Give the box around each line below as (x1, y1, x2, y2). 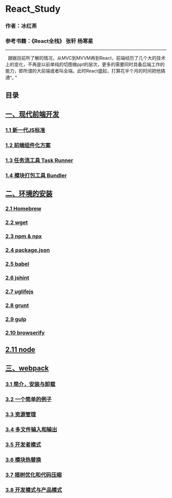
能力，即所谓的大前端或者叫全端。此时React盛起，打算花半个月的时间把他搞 (5, 68, 165, 74)
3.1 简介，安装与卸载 (5, 381, 56, 388)
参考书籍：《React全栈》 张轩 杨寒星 (5, 38, 94, 45)
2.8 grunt (5, 301, 29, 309)
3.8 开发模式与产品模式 (5, 486, 62, 493)
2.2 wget (5, 219, 28, 226)
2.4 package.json (5, 246, 50, 254)
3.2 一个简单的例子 (5, 396, 52, 403)
